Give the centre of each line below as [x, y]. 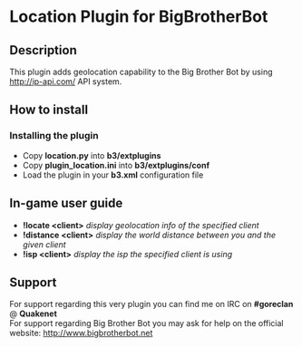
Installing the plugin [54, 136]
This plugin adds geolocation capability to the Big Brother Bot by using [141, 72]
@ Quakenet [33, 313]
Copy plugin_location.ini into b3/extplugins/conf [116, 165]
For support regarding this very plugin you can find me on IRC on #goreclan [151, 304]
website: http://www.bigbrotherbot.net [81, 333]
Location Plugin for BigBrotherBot [139, 17]
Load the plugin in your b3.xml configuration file [113, 175]
